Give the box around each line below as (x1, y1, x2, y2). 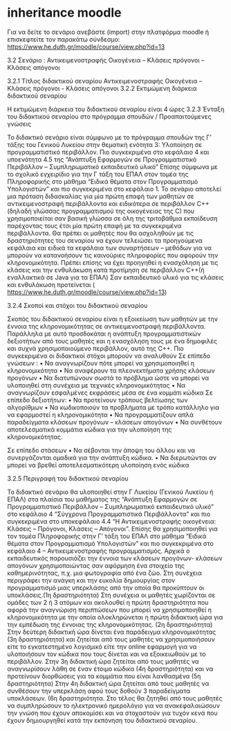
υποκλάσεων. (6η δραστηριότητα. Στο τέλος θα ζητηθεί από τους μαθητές (7, 694, 223, 702)
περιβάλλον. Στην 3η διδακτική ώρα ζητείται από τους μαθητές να (7, 657, 199, 665)
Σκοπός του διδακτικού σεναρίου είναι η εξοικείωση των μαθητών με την (7, 314, 218, 323)
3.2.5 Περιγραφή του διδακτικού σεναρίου (7, 474, 129, 483)
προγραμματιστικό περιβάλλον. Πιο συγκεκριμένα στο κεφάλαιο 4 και (7, 148, 210, 156)
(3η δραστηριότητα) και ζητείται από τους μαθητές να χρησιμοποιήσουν (7, 635, 216, 643)
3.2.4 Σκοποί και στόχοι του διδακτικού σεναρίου (7, 301, 148, 309)
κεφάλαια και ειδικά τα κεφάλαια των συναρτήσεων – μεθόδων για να (7, 243, 212, 252)
